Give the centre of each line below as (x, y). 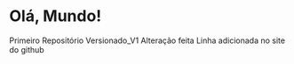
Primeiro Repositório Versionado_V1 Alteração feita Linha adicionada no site (147, 40)
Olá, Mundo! (56, 16)
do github (27, 49)
